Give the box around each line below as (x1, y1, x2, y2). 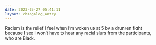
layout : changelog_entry (5, 12, 56, 16)
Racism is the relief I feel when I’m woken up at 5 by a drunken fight (5, 25, 143, 30)
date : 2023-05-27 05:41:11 (5, 7, 61, 12)
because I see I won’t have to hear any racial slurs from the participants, (5, 30, 152, 36)
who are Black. (5, 35, 35, 41)
